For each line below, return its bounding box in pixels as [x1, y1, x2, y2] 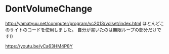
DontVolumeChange [5, 3, 93, 15]
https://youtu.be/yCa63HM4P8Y [5, 43, 73, 49]
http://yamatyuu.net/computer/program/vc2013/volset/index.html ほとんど [5, 20, 160, 26]
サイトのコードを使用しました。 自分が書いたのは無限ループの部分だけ [9, 26, 157, 33]
